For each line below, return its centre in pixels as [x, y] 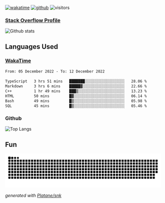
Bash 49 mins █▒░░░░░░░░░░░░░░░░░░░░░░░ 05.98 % [76, 101]
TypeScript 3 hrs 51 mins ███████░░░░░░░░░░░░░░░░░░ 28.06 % [76, 81]
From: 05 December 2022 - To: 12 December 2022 [55, 71]
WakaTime [18, 61]
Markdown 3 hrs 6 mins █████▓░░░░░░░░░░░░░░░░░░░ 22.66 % [76, 86]
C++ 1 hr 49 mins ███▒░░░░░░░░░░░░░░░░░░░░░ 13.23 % [76, 91]
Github [14, 118]
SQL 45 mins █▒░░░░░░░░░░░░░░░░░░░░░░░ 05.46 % [76, 106]
